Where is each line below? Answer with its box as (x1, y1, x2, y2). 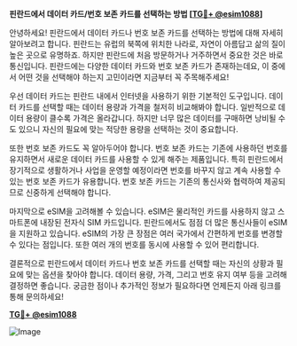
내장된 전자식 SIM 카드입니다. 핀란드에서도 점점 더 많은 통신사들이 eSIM (39, 217, 288, 227)
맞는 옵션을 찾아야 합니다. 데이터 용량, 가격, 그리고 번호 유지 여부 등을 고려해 (25, 270, 288, 279)
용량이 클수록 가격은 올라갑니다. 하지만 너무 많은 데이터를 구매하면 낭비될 (25, 113, 277, 123)
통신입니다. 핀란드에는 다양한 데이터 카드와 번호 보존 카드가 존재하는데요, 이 (9, 61, 270, 71)
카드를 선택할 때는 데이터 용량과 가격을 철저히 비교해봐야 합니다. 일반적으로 (18, 102, 277, 112)
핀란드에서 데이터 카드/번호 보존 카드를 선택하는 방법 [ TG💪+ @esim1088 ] (9, 9, 263, 19)
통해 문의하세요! (9, 292, 65, 302)
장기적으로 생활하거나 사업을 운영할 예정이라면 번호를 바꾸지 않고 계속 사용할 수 (9, 165, 282, 176)
